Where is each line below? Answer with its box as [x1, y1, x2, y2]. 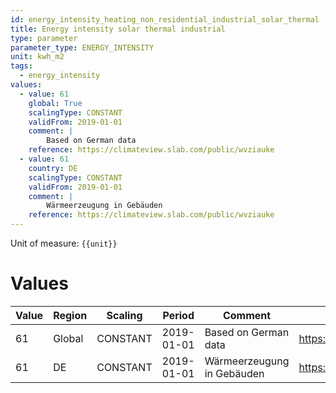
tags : [10, 61, 33, 71]
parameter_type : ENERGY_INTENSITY [10, 42, 155, 53]
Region [53, 308, 88, 322]
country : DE [28, 163, 78, 173]
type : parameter [10, 33, 78, 43]
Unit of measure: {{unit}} [10, 237, 118, 249]
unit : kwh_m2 [10, 52, 65, 62]
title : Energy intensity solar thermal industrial [10, 24, 226, 34]
